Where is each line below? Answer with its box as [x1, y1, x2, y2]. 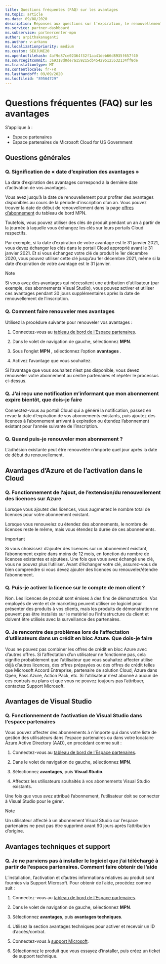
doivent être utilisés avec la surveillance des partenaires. [5, 616, 121, 622]
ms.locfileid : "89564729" [5, 76, 58, 81]
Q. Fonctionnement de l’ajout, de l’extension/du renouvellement [5, 489, 161, 496]
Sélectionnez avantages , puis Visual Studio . [12, 769, 104, 775]
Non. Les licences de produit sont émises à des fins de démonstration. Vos [5, 595, 158, 601]
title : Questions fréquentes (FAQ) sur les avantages [5, 7, 119, 12]
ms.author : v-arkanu [5, 40, 48, 44]
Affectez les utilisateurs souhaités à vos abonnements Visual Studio [12, 778, 150, 784]
